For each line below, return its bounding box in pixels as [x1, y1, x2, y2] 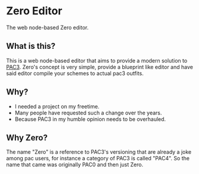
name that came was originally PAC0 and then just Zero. [6, 161, 144, 168]
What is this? [6, 41, 56, 51]
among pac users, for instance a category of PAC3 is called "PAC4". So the [6, 155, 190, 162]
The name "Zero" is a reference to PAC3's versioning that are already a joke [6, 148, 192, 156]
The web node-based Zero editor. [6, 24, 89, 31]
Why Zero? [6, 132, 48, 142]
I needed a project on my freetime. [14, 102, 100, 110]
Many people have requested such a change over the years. [14, 109, 162, 116]
